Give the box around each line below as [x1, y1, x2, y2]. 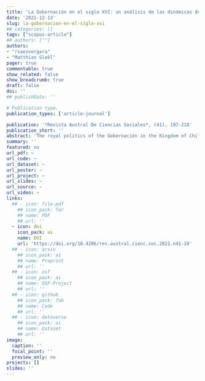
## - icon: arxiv [12, 246, 56, 252]
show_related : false [6, 71, 59, 77]
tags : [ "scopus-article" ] [6, 32, 72, 38]
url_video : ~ [6, 190, 40, 196]
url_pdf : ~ [6, 150, 34, 156]
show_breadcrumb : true [6, 77, 64, 83]
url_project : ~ [6, 173, 45, 179]
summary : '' [6, 138, 37, 145]
